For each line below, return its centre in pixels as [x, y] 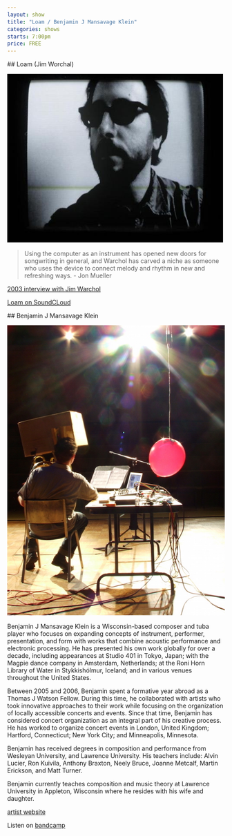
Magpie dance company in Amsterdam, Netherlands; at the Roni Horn [106, 663]
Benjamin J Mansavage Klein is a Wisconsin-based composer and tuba [108, 626]
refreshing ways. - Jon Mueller [68, 275]
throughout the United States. [49, 678]
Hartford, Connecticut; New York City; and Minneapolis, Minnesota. [103, 735]
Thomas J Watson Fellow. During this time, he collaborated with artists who [114, 699]
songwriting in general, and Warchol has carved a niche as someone [122, 261]
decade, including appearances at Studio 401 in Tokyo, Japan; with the [108, 656]
